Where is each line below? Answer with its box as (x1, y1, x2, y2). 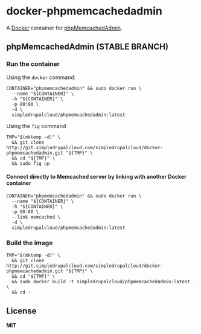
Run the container (6, 60, 60, 68)
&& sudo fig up (11, 160, 50, 167)
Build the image (6, 239, 53, 247)
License (6, 306, 37, 316)
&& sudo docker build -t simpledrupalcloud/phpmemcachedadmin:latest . (11, 279, 196, 285)
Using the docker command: (6, 74, 76, 81)
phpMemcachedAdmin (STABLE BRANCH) (6, 42, 169, 52)
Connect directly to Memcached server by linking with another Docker (6, 173, 187, 181)
